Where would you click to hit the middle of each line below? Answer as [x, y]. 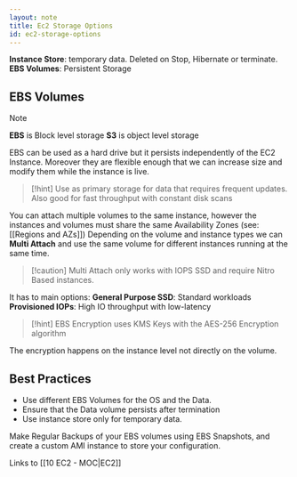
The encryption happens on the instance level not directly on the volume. [143, 351]
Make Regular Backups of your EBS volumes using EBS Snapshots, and [140, 436]
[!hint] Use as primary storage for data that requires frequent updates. [159, 189]
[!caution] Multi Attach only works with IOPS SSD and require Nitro [153, 271]
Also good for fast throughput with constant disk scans [132, 198]
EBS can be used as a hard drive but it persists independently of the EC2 [142, 153]
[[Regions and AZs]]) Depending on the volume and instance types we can [146, 234]
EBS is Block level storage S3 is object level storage [104, 135]
